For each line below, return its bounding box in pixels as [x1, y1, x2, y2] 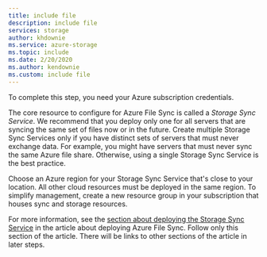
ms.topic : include [8, 48, 69, 56]
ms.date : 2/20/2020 [8, 56, 73, 64]
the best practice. [8, 158, 66, 167]
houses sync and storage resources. [8, 199, 128, 209]
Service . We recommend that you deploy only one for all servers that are [8, 116, 246, 125]
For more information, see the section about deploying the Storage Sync [8, 214, 245, 224]
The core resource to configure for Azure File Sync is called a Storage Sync [8, 108, 256, 117]
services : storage [8, 26, 69, 34]
